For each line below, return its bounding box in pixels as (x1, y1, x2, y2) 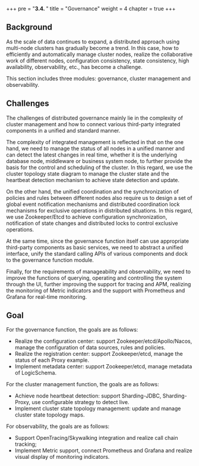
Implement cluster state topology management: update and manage (14, 405, 181, 412)
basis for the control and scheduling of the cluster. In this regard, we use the (6, 164, 193, 171)
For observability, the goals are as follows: (6, 423, 110, 430)
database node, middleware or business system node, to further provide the (6, 157, 192, 164)
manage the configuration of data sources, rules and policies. (14, 344, 166, 351)
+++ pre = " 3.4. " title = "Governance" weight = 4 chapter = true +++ (6, 5, 176, 12)
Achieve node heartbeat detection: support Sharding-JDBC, (14, 392, 162, 399)
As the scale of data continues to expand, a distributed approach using (6, 38, 180, 45)
